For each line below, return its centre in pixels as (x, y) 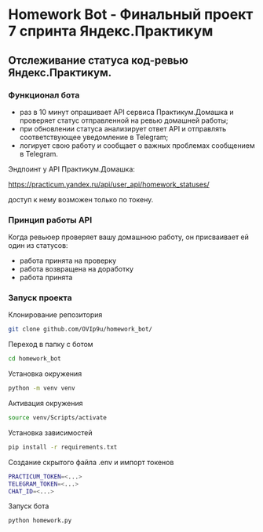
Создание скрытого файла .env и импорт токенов (91, 462)
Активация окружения (46, 404)
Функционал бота (44, 94)
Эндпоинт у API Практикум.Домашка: (72, 169)
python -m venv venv (42, 388)
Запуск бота (29, 506)
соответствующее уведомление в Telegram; (94, 137)
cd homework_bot (35, 359)
